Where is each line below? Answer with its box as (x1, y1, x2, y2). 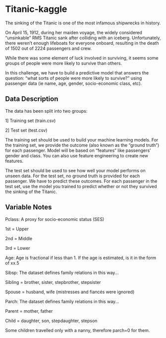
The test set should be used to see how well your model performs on (5, 167, 146, 173)
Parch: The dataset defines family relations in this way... (5, 298, 119, 304)
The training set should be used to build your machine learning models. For (5, 136, 159, 142)
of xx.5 (5, 260, 19, 266)
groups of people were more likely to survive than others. (5, 60, 122, 66)
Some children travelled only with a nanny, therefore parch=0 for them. (5, 327, 150, 333)
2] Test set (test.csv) (5, 127, 48, 133)
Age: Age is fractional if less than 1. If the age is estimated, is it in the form (5, 255, 156, 261)
